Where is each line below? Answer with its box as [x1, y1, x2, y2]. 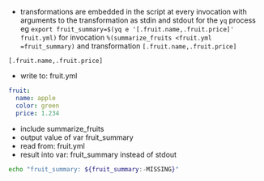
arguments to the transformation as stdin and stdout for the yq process [19, 15, 257, 25]
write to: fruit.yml [19, 71, 78, 80]
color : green [15, 101, 60, 110]
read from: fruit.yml [19, 141, 85, 150]
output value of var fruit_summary [19, 133, 134, 142]
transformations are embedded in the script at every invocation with [19, 7, 247, 16]
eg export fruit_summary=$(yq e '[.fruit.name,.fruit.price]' [19, 24, 235, 33]
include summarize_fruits [19, 124, 104, 133]
